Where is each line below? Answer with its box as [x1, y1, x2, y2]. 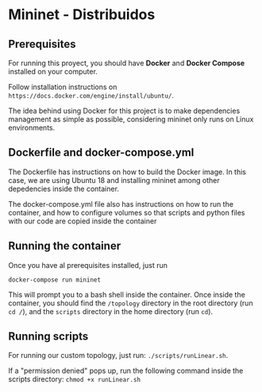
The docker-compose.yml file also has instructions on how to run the [8, 199, 234, 208]
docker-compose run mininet [8, 276, 102, 284]
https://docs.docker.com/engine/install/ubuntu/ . [8, 91, 175, 100]
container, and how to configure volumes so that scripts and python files [8, 208, 245, 217]
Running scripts [8, 330, 89, 343]
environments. [8, 123, 56, 132]
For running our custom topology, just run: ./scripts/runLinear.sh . [8, 351, 229, 360]
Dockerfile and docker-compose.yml [8, 146, 195, 160]
